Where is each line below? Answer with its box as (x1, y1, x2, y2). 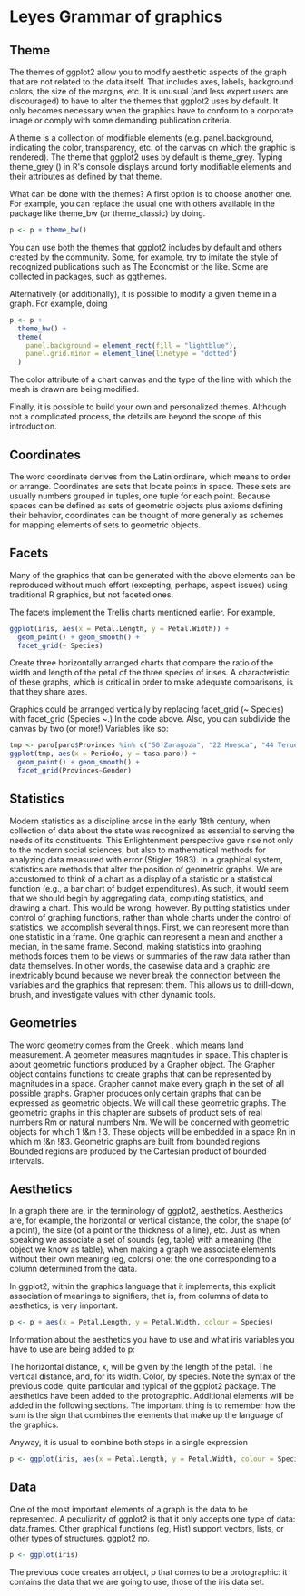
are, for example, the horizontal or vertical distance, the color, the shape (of (9, 1215, 292, 1227)
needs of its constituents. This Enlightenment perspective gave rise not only (9, 834, 293, 845)
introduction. (9, 420, 57, 432)
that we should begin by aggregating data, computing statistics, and (9, 892, 264, 903)
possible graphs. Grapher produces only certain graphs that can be (9, 1088, 261, 1098)
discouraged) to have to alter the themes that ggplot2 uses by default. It (9, 95, 279, 106)
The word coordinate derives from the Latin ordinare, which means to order (9, 470, 291, 482)
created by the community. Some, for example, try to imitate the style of (9, 251, 279, 262)
